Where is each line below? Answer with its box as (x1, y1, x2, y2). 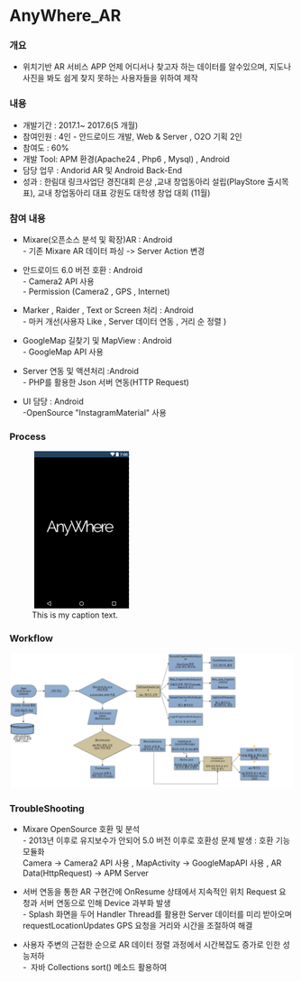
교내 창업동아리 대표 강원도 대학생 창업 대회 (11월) (37, 187, 211, 198)
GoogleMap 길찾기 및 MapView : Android (22, 335, 173, 346)
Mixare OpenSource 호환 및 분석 (22, 824, 141, 835)
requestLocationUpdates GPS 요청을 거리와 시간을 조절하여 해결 (22, 921, 253, 931)
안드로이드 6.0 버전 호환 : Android (22, 265, 143, 276)
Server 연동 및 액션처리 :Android (22, 366, 140, 377)
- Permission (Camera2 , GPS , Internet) (22, 286, 170, 298)
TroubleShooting (9, 802, 85, 814)
